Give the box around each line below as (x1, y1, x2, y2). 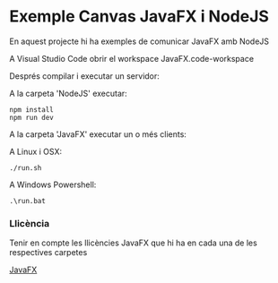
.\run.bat (9, 196, 47, 205)
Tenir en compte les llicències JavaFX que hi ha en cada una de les (9, 237, 257, 248)
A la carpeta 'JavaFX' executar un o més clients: (9, 128, 187, 140)
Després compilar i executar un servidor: (9, 70, 160, 81)
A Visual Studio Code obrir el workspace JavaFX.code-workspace (9, 53, 254, 64)
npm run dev (9, 113, 54, 122)
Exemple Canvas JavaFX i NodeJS (9, 6, 269, 27)
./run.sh (9, 163, 42, 172)
